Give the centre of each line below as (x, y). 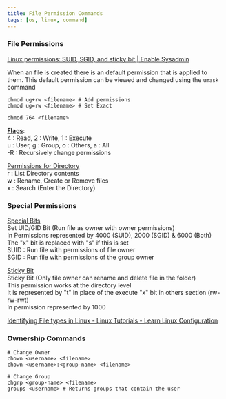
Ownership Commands (47, 338)
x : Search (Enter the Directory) (51, 187)
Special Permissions (42, 205)
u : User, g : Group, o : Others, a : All (58, 145)
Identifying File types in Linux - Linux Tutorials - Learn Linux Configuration (113, 320)
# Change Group (29, 377)
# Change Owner (29, 353)
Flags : (16, 130)
